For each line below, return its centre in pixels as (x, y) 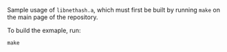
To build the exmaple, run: (44, 30)
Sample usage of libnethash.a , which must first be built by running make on (113, 10)
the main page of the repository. (53, 17)
